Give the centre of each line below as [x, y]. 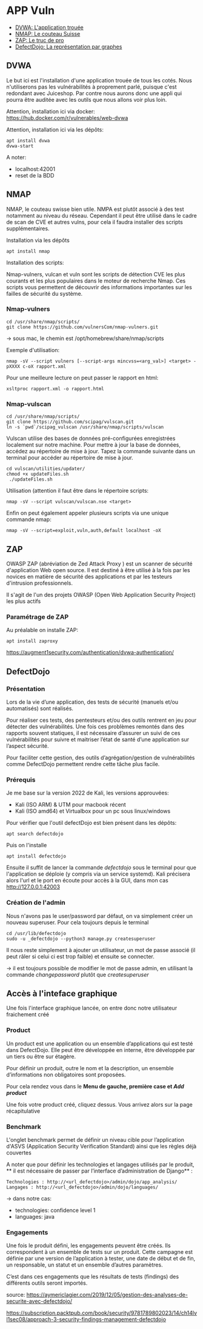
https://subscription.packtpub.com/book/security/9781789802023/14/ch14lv [102, 1313]
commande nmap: [29, 519]
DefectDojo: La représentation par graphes [68, 47]
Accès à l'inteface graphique [62, 994]
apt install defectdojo [36, 856]
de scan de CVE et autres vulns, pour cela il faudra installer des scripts [95, 222]
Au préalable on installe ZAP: [42, 630]
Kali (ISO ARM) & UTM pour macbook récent [70, 805]
